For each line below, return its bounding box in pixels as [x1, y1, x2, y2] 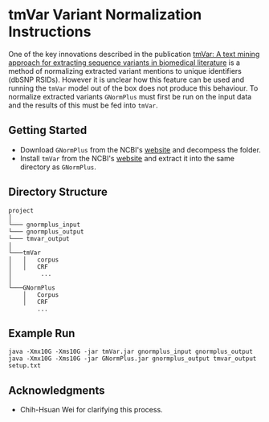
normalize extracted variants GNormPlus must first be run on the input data [8, 91, 252, 101]
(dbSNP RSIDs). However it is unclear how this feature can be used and [8, 75, 245, 84]
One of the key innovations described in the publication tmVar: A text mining [8, 49, 260, 59]
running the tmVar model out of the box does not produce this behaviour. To [8, 83, 259, 93]
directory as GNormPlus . [19, 162, 96, 172]
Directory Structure [8, 185, 108, 199]
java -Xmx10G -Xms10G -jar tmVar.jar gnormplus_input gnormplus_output [8, 347, 253, 356]
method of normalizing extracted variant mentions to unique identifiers [8, 66, 243, 75]
